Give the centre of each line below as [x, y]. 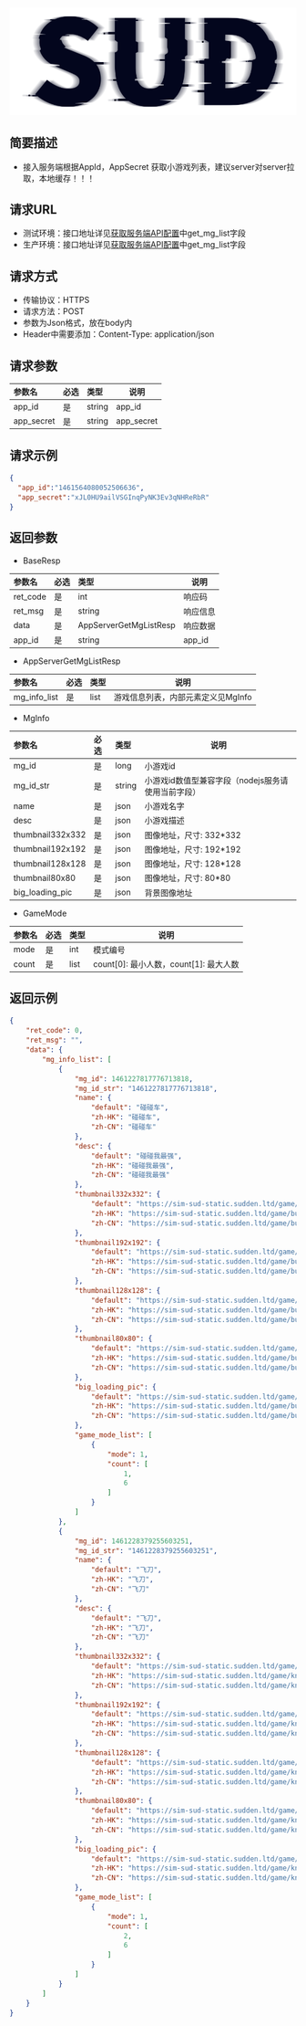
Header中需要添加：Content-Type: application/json [118, 334]
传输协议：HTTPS [56, 300]
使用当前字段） [173, 792]
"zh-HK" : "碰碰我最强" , [133, 1165]
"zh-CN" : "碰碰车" [123, 1127]
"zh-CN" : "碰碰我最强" [130, 1175]
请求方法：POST [53, 311]
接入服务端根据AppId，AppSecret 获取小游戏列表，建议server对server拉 [158, 166]
